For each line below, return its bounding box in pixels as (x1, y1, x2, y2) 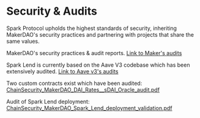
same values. (6, 37, 40, 45)
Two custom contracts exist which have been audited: (6, 79, 143, 87)
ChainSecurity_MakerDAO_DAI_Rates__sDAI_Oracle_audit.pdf (6, 86, 160, 93)
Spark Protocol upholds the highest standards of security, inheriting (6, 24, 177, 32)
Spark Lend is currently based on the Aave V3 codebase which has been (6, 61, 190, 68)
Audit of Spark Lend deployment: (6, 98, 90, 105)
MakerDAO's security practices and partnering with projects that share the (6, 31, 194, 38)
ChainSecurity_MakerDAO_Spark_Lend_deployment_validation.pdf (6, 104, 172, 111)
